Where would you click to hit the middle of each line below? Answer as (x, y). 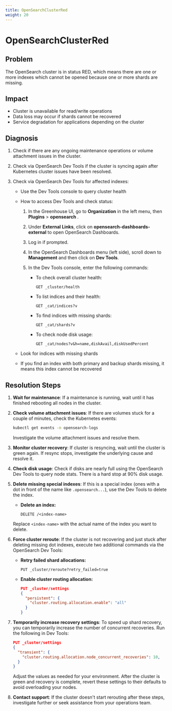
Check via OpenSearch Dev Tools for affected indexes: (71, 182)
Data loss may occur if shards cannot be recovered (67, 117)
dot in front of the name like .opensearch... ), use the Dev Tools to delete (90, 489)
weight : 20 (17, 15)
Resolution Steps (33, 385)
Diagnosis (22, 138)
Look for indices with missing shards (59, 353)
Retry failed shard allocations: (53, 560)
